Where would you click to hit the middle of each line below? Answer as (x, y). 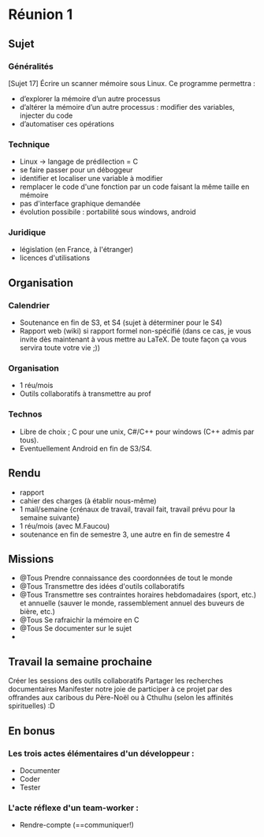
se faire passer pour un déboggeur (76, 170)
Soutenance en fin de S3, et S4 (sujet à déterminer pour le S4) (121, 322)
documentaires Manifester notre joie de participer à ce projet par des (120, 689)
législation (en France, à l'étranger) (76, 250)
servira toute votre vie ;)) (60, 348)
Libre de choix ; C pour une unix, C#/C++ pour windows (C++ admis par (137, 432)
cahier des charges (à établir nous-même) (88, 500)
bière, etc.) (37, 612)
